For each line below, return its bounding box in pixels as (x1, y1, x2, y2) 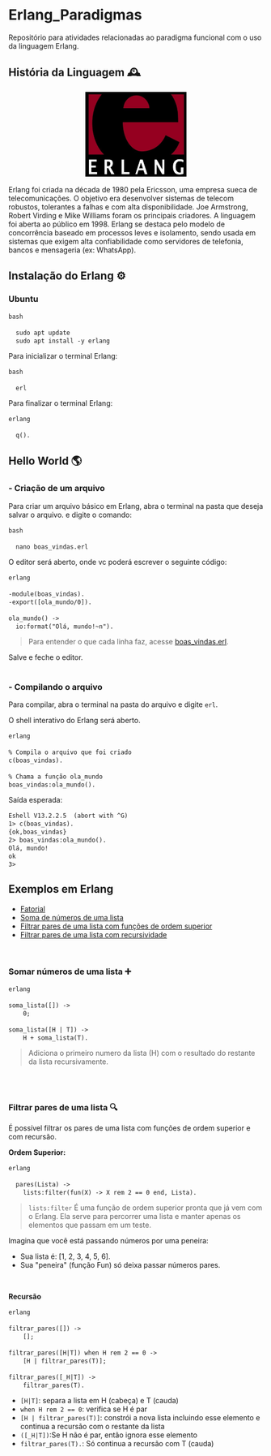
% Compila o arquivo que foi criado (8, 748, 132, 756)
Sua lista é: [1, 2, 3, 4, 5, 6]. (19, 1251, 111, 1261)
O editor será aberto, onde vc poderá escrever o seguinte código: (8, 557, 227, 566)
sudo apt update (15, 329, 70, 337)
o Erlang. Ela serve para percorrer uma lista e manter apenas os (28, 1212, 241, 1221)
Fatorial (19, 903, 46, 914)
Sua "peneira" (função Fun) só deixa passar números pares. (19, 1260, 221, 1270)
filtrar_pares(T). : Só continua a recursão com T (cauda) (19, 1439, 214, 1449)
